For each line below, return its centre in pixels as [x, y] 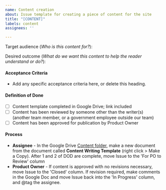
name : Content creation [30, 10]
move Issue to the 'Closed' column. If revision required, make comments [86, 172]
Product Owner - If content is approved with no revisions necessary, [83, 166]
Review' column [28, 161]
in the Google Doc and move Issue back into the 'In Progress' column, [83, 177]
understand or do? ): [26, 62]
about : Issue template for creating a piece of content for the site [79, 14]
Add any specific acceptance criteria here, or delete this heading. [79, 84]
